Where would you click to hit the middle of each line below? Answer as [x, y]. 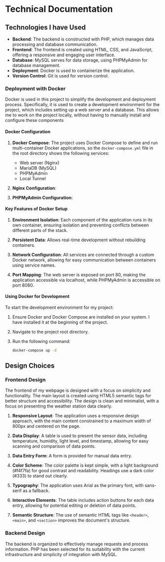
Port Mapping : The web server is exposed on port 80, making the [79, 274]
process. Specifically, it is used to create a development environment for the [82, 105]
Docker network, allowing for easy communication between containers [84, 260]
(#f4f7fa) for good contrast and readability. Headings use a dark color [83, 471]
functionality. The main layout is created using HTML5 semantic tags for [78, 396]
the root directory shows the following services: [61, 153]
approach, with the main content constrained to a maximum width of [82, 421]
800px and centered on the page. [46, 426]
